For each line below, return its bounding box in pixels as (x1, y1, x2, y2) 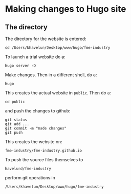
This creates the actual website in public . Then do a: (5, 90, 111, 96)
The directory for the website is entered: (5, 36, 87, 42)
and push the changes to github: (5, 108, 71, 113)
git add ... (5, 122, 29, 127)
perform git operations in (5, 175, 55, 180)
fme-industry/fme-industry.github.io (5, 148, 82, 153)
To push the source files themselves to (5, 157, 83, 162)
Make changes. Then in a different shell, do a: (5, 72, 97, 78)
